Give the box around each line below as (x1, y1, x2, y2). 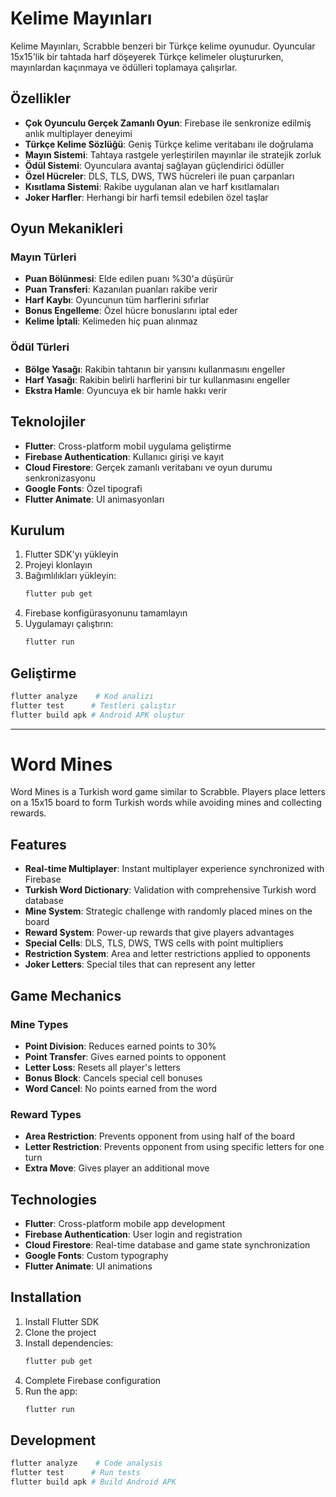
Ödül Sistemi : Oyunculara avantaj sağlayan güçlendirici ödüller (24, 159, 285, 171)
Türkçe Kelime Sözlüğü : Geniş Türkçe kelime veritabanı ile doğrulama (24, 138, 314, 150)
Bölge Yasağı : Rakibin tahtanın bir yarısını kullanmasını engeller (24, 363, 286, 375)
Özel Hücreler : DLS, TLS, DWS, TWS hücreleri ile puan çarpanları (24, 170, 295, 182)
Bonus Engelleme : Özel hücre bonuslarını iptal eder (24, 305, 238, 317)
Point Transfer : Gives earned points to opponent (24, 1050, 227, 1062)
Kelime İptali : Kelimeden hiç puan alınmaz (24, 315, 198, 327)
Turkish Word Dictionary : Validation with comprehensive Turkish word (24, 884, 317, 896)
